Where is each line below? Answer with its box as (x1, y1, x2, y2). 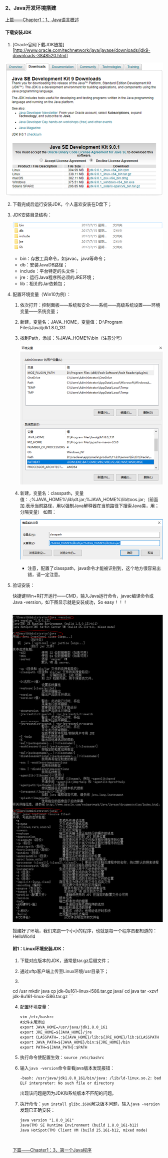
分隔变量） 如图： (19, 509, 56, 515)
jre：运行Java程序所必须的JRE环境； (19, 274, 96, 280)
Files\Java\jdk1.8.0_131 (19, 324, 66, 330)
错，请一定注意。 (27, 571, 63, 577)
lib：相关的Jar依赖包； (19, 280, 67, 286)
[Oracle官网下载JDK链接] (12, 41, 64, 47)
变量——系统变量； (19, 308, 60, 314)
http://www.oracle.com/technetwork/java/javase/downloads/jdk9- (14, 47, 151, 53)
